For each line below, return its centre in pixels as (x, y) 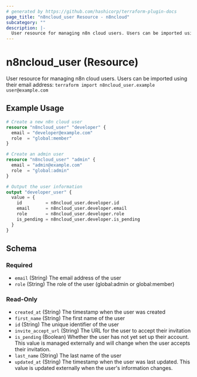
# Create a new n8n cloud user (44, 122)
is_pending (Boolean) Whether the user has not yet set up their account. (102, 337)
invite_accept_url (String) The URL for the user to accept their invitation (103, 331)
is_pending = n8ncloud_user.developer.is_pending (79, 219)
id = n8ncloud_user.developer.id (68, 203)
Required (19, 265)
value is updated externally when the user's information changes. (94, 368)
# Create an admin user (35, 154)
